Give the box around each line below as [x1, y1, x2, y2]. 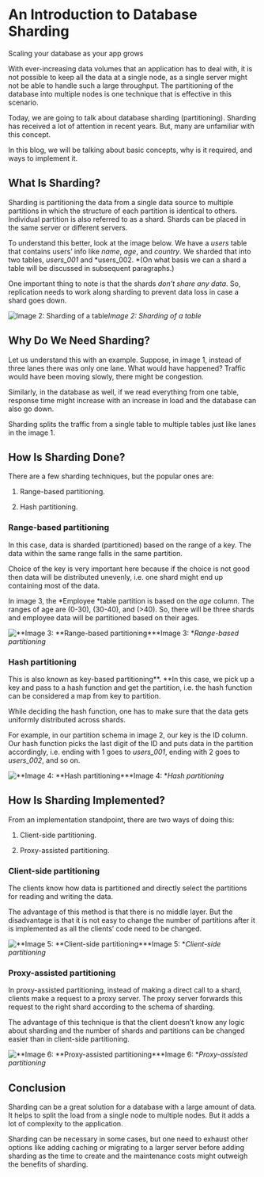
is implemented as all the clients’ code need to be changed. [8, 924, 202, 934]
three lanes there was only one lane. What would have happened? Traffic [8, 363, 247, 373]
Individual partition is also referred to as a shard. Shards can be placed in [8, 214, 247, 223]
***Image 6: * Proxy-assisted [151, 1049, 248, 1059]
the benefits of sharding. [8, 1160, 89, 1169]
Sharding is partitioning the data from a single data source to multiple [8, 197, 234, 207]
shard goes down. [8, 295, 67, 305]
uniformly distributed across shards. [8, 714, 126, 724]
